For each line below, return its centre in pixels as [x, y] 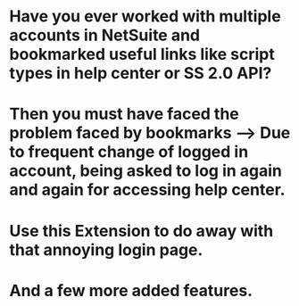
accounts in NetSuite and [105, 35]
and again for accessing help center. [147, 190]
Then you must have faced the [124, 114]
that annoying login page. [106, 249]
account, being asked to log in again [146, 171]
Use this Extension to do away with [141, 231]
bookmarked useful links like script [142, 54]
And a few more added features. [131, 290]
